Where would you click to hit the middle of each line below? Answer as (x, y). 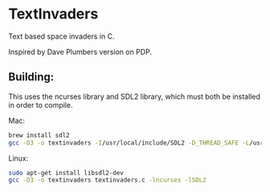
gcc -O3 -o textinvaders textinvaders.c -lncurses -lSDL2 (107, 180)
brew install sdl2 (39, 135)
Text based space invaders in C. (61, 36)
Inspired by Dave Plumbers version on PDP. (80, 51)
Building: (31, 77)
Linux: (18, 158)
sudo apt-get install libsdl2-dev (66, 173)
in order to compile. (41, 104)
